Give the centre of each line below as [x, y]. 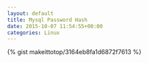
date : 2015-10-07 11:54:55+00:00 [55, 26]
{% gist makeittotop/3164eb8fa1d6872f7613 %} [74, 52]
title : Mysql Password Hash [47, 20]
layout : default [30, 13]
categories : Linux [33, 33]
